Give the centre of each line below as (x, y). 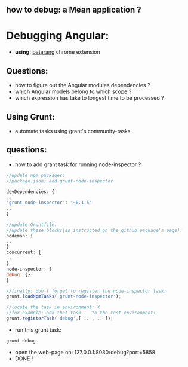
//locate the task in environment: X (53, 307)
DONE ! (24, 359)
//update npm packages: (36, 175)
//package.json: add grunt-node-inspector (60, 181)
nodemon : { (20, 236)
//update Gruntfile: (32, 224)
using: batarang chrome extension (57, 52)
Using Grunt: (30, 117)
